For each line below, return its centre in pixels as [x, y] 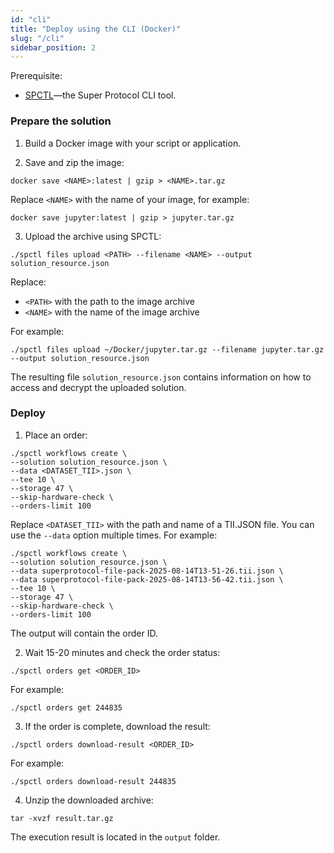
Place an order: [56, 435]
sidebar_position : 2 [53, 47]
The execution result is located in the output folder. [115, 837]
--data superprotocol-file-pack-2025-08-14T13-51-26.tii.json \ [147, 571]
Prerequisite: [36, 76]
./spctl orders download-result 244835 [93, 781]
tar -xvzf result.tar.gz [62, 818]
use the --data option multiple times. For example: [114, 535]
